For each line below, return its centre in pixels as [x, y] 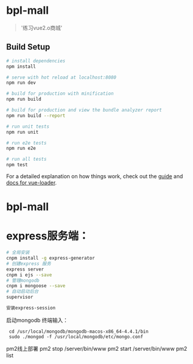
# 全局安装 [18, 252]
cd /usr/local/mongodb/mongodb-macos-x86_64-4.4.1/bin [79, 331]
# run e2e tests [26, 143]
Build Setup [28, 47]
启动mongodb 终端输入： [37, 320]
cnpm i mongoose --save [36, 286]
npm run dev [21, 83]
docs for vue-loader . [31, 183]
